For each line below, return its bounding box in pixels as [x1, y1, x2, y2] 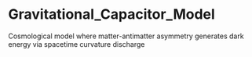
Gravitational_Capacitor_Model [8, 5, 216, 23]
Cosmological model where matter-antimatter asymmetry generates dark [8, 31, 245, 41]
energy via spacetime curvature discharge [8, 39, 145, 48]
